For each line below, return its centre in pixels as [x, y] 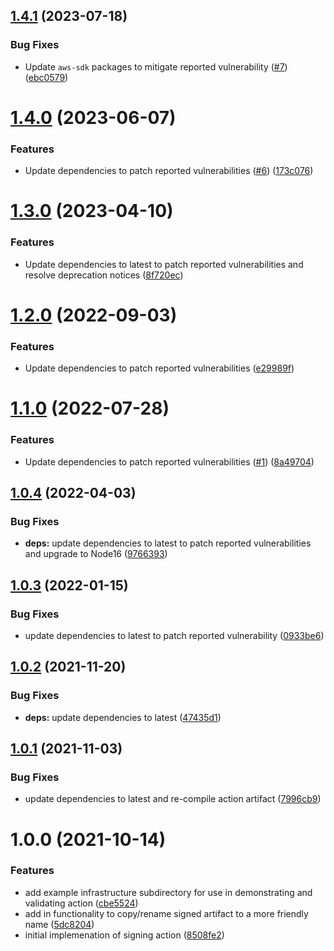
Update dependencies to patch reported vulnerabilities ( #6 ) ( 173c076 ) [169, 171]
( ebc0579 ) [46, 77]
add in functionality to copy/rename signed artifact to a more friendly [166, 913]
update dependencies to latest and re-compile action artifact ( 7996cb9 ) [173, 799]
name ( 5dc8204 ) [59, 924]
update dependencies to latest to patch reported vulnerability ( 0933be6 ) [174, 635]
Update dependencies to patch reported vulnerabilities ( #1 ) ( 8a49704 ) [169, 461]
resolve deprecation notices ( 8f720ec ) [104, 275]
